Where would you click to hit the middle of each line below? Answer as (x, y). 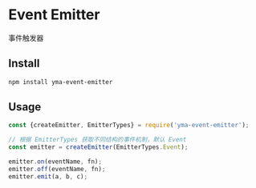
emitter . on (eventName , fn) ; (55, 162)
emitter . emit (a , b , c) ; (48, 176)
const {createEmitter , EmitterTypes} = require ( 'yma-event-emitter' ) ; (129, 126)
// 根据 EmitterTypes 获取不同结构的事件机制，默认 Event (98, 140)
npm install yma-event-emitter (61, 82)
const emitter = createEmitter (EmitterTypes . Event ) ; (98, 147)
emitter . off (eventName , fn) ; (57, 169)
